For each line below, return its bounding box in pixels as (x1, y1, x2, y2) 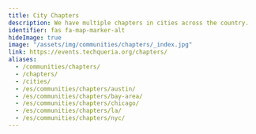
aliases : (8, 56, 37, 64)
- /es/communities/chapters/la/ (15, 107, 122, 115)
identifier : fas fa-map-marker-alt (8, 26, 126, 34)
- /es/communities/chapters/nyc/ (15, 114, 126, 122)
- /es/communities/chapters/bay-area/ (15, 92, 144, 100)
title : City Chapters (8, 11, 80, 20)
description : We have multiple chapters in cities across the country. (8, 19, 249, 27)
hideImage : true (8, 33, 62, 42)
